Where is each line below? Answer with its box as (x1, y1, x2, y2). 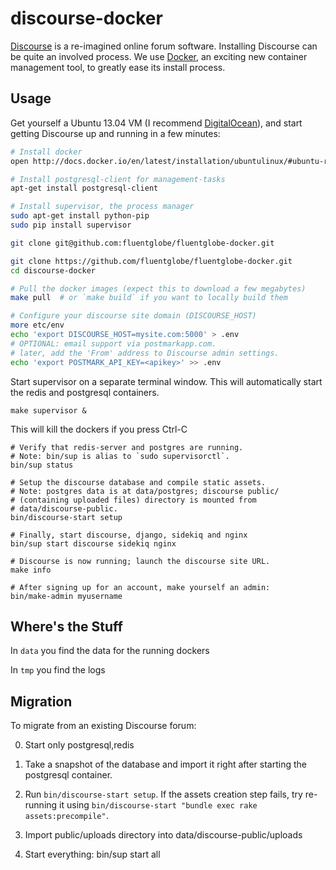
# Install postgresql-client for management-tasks (10, 174, 226, 184)
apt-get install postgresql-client (10, 183, 159, 194)
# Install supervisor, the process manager (10, 202, 195, 212)
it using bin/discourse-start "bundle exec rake (59, 799, 258, 811)
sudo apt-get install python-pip (10, 211, 150, 221)
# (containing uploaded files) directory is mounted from (10, 495, 257, 505)
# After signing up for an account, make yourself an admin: (10, 582, 271, 592)
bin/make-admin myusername (10, 591, 123, 601)
